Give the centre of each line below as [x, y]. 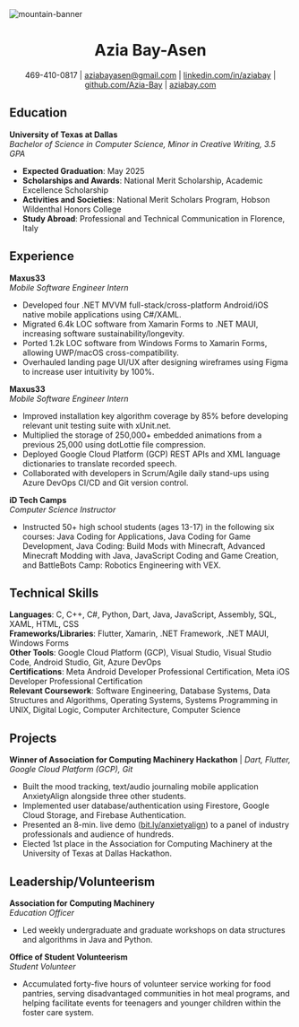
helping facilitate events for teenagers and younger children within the [152, 1003]
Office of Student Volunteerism [68, 957]
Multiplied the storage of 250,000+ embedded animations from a [142, 435]
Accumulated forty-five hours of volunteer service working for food [146, 984]
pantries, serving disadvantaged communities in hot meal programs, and [156, 993]
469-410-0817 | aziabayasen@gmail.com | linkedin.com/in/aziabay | [150, 74]
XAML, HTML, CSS [44, 624]
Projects [33, 738]
